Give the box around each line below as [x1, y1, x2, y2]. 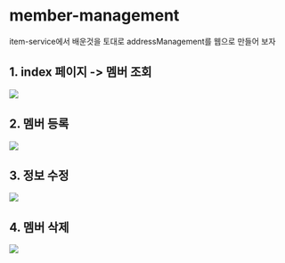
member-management [9, 5, 180, 26]
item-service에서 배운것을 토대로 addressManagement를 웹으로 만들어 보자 [9, 36, 276, 46]
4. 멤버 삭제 [9, 219, 69, 234]
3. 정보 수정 [9, 168, 69, 183]
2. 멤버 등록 [9, 117, 69, 132]
